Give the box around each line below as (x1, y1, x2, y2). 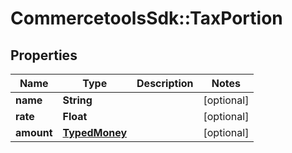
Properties (10, 47, 78, 64)
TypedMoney (62, 126, 128, 139)
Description (136, 77, 194, 90)
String (62, 93, 93, 107)
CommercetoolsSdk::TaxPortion (10, 7, 283, 30)
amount (15, 126, 53, 139)
